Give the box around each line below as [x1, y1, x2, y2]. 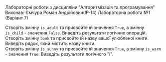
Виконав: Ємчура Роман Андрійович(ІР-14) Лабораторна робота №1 [5, 9, 151, 15]
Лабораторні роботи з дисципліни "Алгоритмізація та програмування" [5, 4, 156, 10]
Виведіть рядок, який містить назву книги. [5, 40, 96, 46]
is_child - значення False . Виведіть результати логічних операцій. [5, 30, 147, 35]
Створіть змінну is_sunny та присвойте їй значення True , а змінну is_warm [5, 46, 161, 51]
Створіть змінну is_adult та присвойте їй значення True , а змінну [5, 24, 145, 30]
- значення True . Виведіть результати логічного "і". [5, 51, 114, 57]
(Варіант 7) [5, 15, 28, 20]
